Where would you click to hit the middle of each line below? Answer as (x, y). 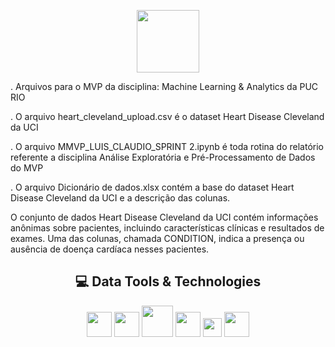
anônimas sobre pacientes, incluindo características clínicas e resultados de (167, 228)
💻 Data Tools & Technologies (168, 281)
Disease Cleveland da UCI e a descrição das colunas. (120, 198)
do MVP (27, 168)
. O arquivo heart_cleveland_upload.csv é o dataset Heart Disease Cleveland (167, 116)
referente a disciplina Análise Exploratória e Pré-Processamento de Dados (163, 157)
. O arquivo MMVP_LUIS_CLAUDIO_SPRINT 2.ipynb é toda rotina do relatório (167, 146)
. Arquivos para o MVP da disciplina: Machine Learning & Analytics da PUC (164, 86)
